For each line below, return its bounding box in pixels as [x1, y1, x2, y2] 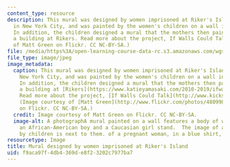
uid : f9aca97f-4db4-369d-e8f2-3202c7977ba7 [7, 149, 133, 157]
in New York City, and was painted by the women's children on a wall [13, 22, 219, 29]
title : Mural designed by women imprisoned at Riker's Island [7, 143, 188, 150]
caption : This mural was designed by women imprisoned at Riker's [13, 67, 207, 74]
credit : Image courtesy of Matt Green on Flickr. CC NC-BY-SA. [13, 111, 197, 118]
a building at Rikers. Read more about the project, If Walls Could [13, 35, 213, 42]
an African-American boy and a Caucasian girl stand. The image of [19, 124, 219, 131]
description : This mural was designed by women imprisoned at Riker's [7, 16, 213, 23]
